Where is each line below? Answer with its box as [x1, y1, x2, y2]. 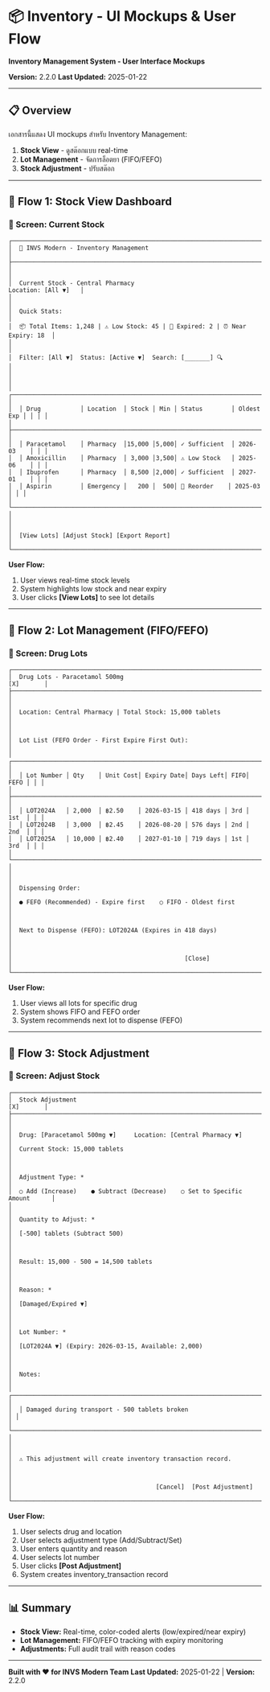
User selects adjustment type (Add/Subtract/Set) [19, 1535, 182, 1545]
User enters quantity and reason [19, 1543, 128, 1554]
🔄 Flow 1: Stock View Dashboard [8, 195, 173, 208]
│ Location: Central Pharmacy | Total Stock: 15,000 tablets [8, 708, 221, 717]
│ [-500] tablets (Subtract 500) [8, 1229, 125, 1237]
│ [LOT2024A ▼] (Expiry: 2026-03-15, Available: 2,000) [8, 1342, 203, 1350]
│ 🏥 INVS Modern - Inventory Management [8, 244, 149, 253]
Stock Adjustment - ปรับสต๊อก [19, 163, 115, 173]
